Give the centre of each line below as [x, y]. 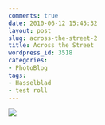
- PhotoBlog [28, 68]
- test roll [28, 90]
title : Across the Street [51, 46]
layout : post [30, 30]
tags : [17, 75]
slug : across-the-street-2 [53, 38]
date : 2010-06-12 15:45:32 [53, 23]
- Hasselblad [30, 83]
